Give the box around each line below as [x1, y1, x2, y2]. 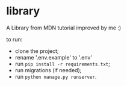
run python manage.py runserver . [14, 73, 97, 80]
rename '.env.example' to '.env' [14, 54, 92, 61]
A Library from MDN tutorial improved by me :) [6, 24, 122, 31]
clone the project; [14, 47, 59, 55]
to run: [6, 35, 23, 43]
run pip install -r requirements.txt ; [14, 60, 110, 67]
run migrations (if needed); [14, 66, 82, 73]
